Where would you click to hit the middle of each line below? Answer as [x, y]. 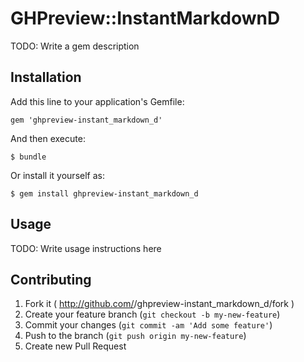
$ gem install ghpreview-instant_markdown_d [104, 193]
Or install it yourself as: [57, 175]
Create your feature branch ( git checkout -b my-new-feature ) [152, 314]
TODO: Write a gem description [75, 46]
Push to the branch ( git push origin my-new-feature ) [135, 336]
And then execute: [48, 138]
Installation [46, 77]
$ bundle [28, 157]
